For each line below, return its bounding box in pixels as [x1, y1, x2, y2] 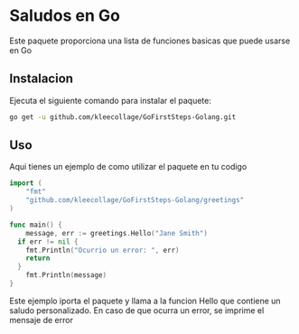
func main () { [9, 220, 63, 229]
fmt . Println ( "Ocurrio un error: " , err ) [25, 246, 180, 255]
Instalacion [9, 71, 74, 87]
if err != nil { [17, 237, 79, 246]
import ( [9, 179, 42, 188]
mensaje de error [9, 314, 74, 325]
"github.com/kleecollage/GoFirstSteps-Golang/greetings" [25, 196, 245, 205]
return [25, 254, 51, 263]
